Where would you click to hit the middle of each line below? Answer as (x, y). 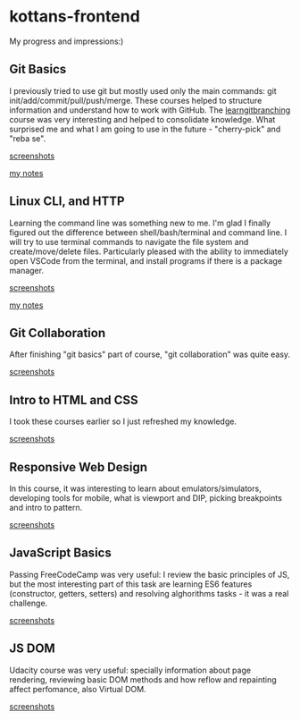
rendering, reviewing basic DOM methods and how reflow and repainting (143, 679)
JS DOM (32, 649)
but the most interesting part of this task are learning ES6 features (131, 584)
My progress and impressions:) (67, 41)
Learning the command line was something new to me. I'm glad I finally (140, 223)
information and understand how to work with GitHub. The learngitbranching (150, 110)
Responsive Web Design (79, 467)
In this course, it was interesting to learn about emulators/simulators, (135, 488)
